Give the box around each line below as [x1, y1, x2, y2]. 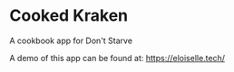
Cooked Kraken [9, 5, 129, 26]
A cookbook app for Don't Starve [9, 35, 133, 46]
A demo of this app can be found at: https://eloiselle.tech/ [9, 52, 225, 63]
